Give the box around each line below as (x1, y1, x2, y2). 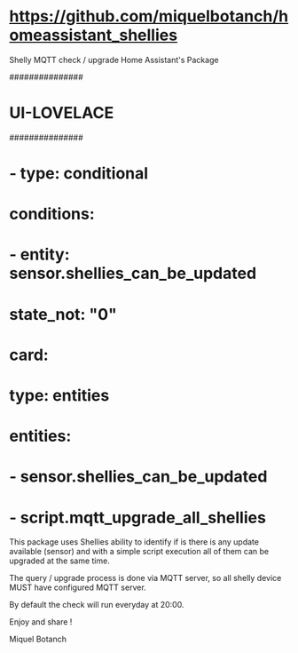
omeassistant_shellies (9, 25, 178, 45)
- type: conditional (9, 163, 149, 184)
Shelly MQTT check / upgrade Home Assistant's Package (9, 54, 219, 65)
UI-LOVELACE (9, 103, 114, 123)
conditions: (9, 204, 95, 224)
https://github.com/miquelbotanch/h (9, 6, 289, 27)
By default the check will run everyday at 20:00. (9, 600, 184, 610)
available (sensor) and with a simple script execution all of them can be (9, 546, 269, 557)
